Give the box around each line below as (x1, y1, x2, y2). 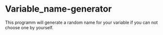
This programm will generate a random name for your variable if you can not (5, 19, 158, 25)
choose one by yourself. (5, 24, 54, 30)
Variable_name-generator (5, 3, 112, 15)
